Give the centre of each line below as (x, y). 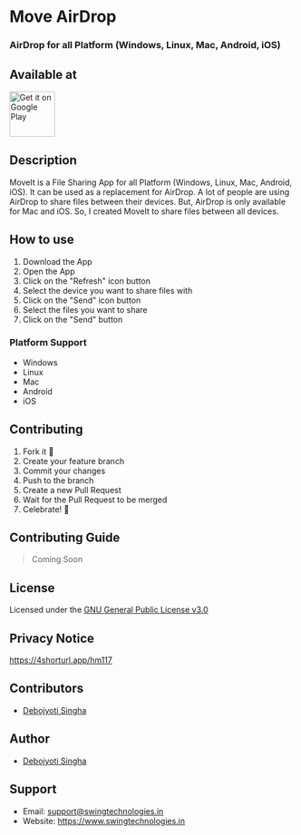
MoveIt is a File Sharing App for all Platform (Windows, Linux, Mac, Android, (151, 182)
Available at (43, 74)
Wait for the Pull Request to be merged (95, 500)
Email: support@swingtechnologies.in (93, 811)
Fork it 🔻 (38, 451)
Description (43, 160)
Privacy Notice (52, 638)
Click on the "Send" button (73, 319)
